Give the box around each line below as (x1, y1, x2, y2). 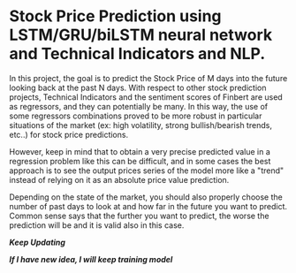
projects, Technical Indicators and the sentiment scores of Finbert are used (9, 91, 283, 102)
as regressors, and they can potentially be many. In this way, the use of (9, 101, 268, 111)
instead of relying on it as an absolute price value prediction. (9, 174, 230, 185)
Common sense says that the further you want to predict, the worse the (9, 210, 269, 221)
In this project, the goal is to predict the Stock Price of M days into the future (9, 72, 288, 83)
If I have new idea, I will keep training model (9, 254, 173, 264)
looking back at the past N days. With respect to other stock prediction (9, 82, 267, 93)
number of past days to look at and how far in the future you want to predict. (9, 201, 288, 211)
